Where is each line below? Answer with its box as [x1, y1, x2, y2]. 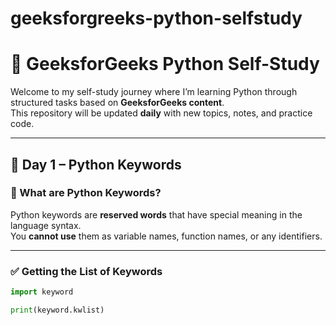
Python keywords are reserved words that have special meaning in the [10, 208, 303, 221]
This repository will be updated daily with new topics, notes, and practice [10, 107, 313, 119]
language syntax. [10, 219, 82, 231]
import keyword [10, 287, 74, 297]
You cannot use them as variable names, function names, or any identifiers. [10, 230, 323, 242]
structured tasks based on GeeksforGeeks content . [10, 97, 225, 109]
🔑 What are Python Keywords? [10, 186, 162, 200]
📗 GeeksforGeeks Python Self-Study [10, 53, 320, 76]
